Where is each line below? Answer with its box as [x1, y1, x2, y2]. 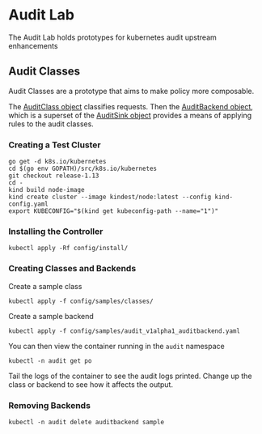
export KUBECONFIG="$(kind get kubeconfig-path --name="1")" [8, 207, 219, 215]
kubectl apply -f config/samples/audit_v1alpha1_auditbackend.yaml [8, 326, 241, 335]
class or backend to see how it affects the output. [8, 379, 174, 389]
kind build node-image [8, 186, 85, 194]
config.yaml [8, 200, 49, 208]
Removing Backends [8, 399, 91, 411]
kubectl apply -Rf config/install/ [8, 245, 129, 253]
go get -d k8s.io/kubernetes [8, 158, 107, 166]
